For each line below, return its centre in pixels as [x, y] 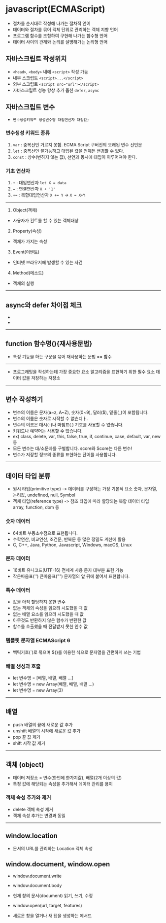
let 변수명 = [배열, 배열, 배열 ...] [43, 678]
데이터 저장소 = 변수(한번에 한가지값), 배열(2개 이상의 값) [67, 778]
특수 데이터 [18, 590]
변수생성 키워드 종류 [28, 133]
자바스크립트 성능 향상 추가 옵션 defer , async [56, 90]
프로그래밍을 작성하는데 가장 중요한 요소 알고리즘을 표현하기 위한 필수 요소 [84, 372]
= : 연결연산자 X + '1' [34, 189]
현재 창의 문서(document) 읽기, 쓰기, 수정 [53, 896]
